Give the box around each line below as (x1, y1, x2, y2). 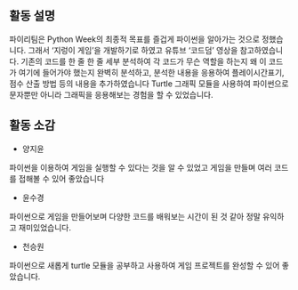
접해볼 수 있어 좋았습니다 (18, 173, 105, 184)
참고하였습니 (239, 44, 283, 55)
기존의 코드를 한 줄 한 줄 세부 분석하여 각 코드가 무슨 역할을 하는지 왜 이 (20, 56, 267, 67)
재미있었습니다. (18, 222, 72, 233)
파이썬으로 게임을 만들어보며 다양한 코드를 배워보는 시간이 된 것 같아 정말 (9, 211, 261, 222)
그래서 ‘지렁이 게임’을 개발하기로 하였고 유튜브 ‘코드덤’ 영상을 (28, 44, 238, 55)
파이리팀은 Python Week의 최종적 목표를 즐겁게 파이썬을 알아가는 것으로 (9, 34, 261, 44)
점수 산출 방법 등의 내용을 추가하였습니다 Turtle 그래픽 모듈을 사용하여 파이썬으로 (9, 78, 289, 89)
